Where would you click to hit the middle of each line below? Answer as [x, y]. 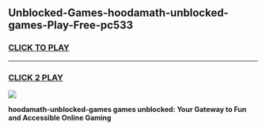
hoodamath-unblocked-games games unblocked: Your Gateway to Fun [127, 109]
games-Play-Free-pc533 [71, 26]
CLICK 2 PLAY [36, 77]
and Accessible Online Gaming [60, 117]
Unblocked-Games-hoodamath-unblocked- [118, 13]
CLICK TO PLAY [39, 48]
